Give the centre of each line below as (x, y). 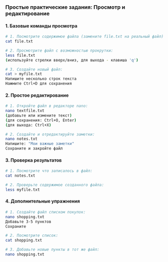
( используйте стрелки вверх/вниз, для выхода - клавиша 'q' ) (72, 60)
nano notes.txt (22, 139)
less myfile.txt (23, 190)
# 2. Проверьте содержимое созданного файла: (55, 185)
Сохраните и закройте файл (34, 149)
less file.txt (20, 55)
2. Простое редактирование (37, 95)
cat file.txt (19, 41)
